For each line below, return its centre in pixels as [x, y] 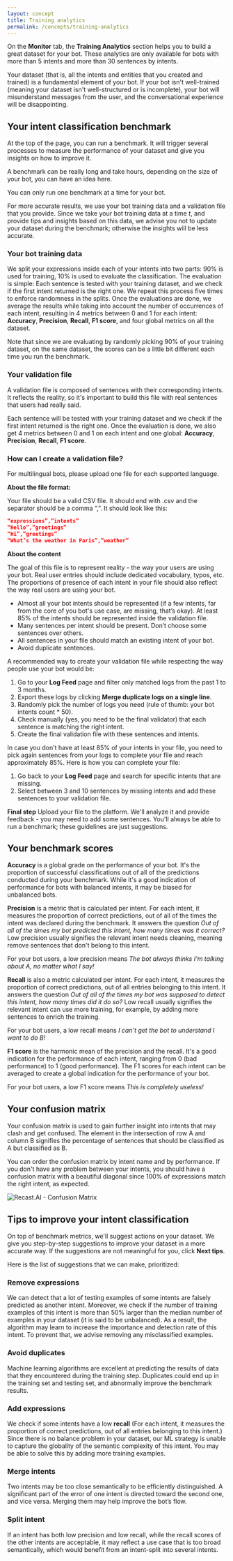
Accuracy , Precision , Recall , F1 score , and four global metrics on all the [111, 321]
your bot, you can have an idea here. [60, 179]
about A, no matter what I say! [51, 966]
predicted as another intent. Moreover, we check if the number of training [112, 1305]
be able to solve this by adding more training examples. [86, 1453]
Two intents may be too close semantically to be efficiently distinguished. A [115, 1486]
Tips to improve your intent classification [98, 1219]
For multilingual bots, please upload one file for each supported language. [113, 474]
